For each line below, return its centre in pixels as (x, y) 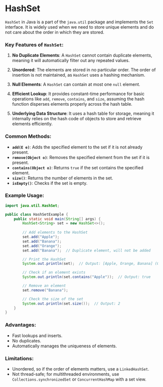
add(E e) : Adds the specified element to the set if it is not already (77, 147)
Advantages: (21, 325)
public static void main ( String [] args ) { (57, 219)
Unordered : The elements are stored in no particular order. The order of (84, 70)
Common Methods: (28, 136)
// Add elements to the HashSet (55, 233)
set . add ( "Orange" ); (42, 246)
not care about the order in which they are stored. (55, 32)
